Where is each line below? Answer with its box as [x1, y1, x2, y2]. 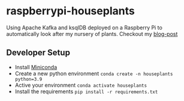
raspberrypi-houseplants [6, 4, 135, 18]
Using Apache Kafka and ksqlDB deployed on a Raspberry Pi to [6, 24, 163, 31]
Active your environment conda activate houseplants [14, 81, 147, 88]
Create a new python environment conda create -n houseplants [14, 70, 173, 77]
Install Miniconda [14, 63, 58, 71]
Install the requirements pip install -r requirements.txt [14, 88, 158, 95]
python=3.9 [14, 76, 43, 82]
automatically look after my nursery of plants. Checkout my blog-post [6, 30, 178, 37]
